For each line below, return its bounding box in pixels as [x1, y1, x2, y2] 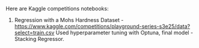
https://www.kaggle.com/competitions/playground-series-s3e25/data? [14, 23, 191, 30]
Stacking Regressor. [14, 36, 64, 42]
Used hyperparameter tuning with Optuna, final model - [55, 29, 194, 36]
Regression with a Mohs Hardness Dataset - [14, 17, 124, 23]
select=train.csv [14, 29, 55, 36]
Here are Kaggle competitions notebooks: [5, 5, 109, 12]
